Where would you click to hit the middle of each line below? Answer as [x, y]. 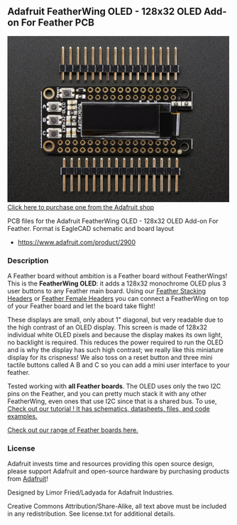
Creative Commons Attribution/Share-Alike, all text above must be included [117, 507]
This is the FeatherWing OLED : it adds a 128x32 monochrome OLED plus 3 [117, 283]
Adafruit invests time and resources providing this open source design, [111, 464]
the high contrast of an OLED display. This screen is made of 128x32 [108, 327]
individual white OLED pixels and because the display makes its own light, [115, 335]
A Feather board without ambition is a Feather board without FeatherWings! [117, 276]
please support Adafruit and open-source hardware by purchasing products [118, 471]
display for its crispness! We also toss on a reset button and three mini [110, 358]
